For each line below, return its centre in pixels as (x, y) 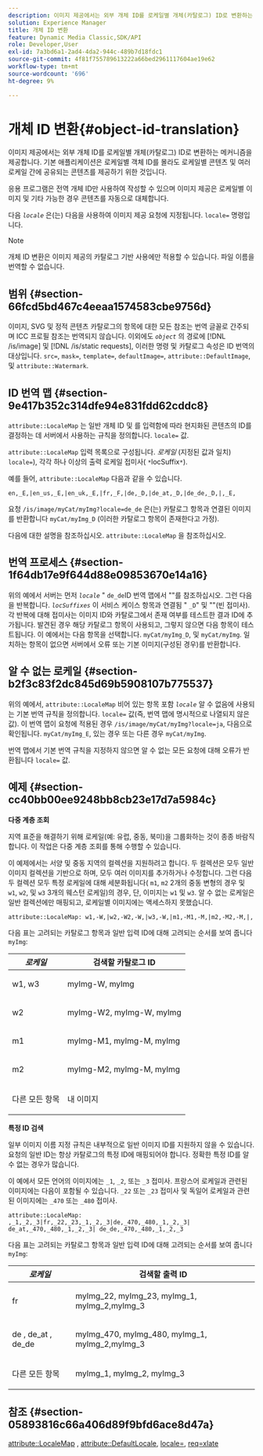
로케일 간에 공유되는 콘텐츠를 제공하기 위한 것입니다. (87, 172)
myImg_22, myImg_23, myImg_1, (136, 1296)
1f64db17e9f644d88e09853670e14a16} (108, 575)
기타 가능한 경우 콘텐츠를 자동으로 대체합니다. (100, 199)
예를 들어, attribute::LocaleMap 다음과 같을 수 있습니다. (95, 479)
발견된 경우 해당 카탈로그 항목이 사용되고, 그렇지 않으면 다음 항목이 (139, 624)
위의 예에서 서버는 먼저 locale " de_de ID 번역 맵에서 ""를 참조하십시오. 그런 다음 (130, 595)
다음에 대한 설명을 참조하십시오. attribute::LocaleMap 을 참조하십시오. (117, 535)
